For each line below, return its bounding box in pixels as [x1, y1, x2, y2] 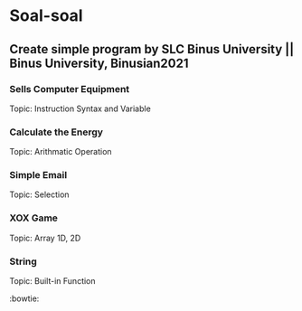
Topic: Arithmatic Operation [9, 146, 112, 157]
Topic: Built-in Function [9, 276, 97, 287]
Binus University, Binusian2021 [9, 55, 189, 71]
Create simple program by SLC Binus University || [9, 42, 295, 57]
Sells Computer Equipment [9, 82, 130, 95]
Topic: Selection [9, 189, 70, 200]
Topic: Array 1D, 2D [9, 232, 81, 243]
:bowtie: [9, 293, 40, 304]
